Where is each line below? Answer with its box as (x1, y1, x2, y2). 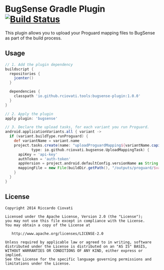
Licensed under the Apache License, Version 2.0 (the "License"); (5, 214, 143, 219)
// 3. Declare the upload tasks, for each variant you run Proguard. (5, 125, 150, 130)
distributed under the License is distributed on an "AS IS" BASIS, (5, 244, 147, 249)
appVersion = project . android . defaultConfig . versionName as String (18, 161, 159, 166)
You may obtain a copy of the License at (5, 223, 91, 228)
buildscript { (5, 67, 34, 72)
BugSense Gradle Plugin (5, 3, 105, 15)
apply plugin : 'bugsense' (5, 116, 58, 121)
